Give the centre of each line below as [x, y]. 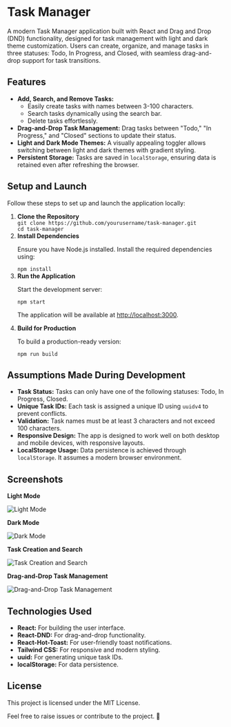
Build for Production [47, 328]
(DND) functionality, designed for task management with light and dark [108, 38]
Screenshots [35, 479]
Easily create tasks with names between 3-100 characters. [111, 106]
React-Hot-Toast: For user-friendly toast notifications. [94, 643]
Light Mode [24, 496]
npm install [34, 269]
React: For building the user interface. [71, 628]
